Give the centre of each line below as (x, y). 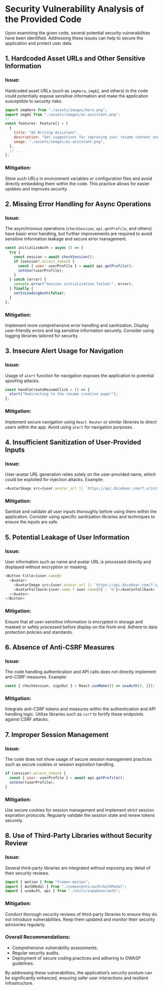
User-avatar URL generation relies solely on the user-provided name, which (81, 474)
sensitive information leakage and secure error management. (66, 239)
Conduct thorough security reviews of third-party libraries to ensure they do (81, 914)
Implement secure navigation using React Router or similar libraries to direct (81, 422)
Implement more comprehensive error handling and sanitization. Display (77, 325)
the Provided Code (43, 19)
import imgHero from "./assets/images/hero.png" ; (56, 110)
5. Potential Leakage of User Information (67, 537)
